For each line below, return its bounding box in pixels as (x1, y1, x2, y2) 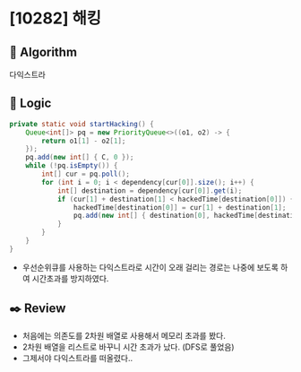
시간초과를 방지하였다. (31, 273, 109, 283)
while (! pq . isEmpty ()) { (25, 161, 118, 170)
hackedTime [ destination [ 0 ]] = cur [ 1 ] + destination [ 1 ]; (73, 203, 287, 212)
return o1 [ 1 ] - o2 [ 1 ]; (41, 136, 126, 145)
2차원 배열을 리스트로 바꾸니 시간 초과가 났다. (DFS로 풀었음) (21, 342, 235, 352)
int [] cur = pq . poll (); (41, 169, 130, 179)
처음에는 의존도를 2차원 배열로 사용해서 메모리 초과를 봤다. (21, 330, 226, 341)
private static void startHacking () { (9, 119, 154, 128)
